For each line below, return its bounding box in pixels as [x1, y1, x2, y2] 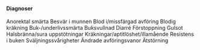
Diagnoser [6, 5, 33, 12]
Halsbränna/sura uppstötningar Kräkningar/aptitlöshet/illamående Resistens [6, 30, 195, 38]
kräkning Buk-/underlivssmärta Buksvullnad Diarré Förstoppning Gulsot [6, 24, 183, 32]
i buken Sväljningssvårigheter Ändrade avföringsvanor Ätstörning [6, 37, 169, 44]
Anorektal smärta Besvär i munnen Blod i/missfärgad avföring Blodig [6, 18, 176, 25]
